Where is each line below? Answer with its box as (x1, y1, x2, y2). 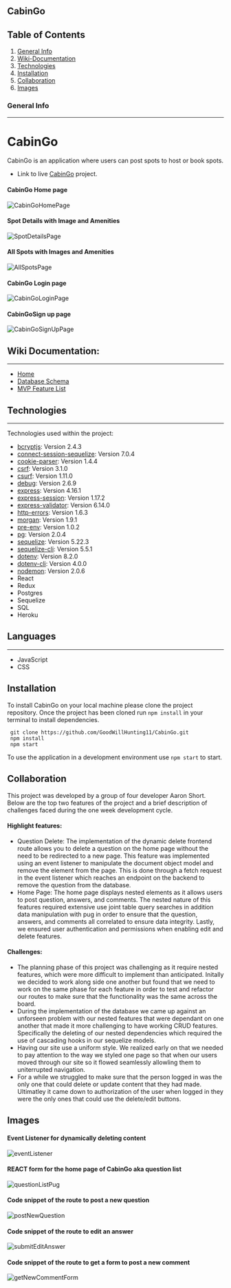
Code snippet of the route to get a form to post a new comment (7, 1258, 190, 1266)
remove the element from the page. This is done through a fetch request (16, 866, 222, 874)
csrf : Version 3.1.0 (16, 465, 68, 473)
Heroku (16, 611, 38, 619)
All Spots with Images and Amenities (7, 248, 115, 256)
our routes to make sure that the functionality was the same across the (16, 992, 218, 1000)
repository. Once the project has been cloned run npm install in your (7, 708, 203, 717)
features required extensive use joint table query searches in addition (16, 902, 214, 911)
